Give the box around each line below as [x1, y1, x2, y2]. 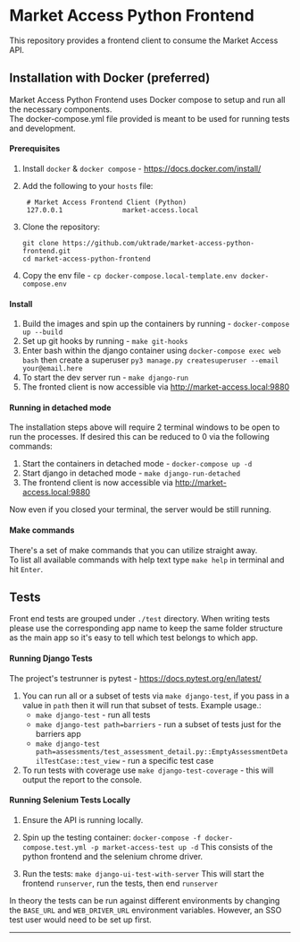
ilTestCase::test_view [35, 757, 121, 766]
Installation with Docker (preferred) [9, 71, 211, 86]
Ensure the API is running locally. [21, 814, 144, 825]
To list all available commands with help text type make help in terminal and [9, 554, 285, 565]
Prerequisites [9, 143, 61, 154]
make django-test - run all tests [35, 709, 151, 720]
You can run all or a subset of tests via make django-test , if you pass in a [21, 690, 290, 701]
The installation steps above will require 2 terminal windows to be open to [9, 422, 280, 432]
